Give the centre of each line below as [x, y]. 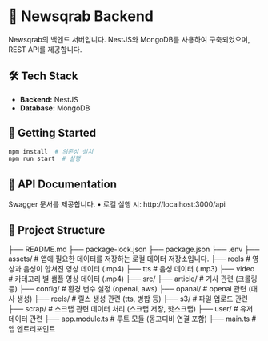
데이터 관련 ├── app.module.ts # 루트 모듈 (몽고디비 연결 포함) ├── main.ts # [132, 319]
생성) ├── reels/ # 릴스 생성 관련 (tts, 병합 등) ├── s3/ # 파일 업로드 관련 [132, 299]
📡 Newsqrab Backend [81, 16]
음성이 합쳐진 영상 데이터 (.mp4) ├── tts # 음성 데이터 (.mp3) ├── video [139, 268]
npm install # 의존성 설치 [51, 151]
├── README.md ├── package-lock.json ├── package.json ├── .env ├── [134, 249]
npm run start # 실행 [44, 159]
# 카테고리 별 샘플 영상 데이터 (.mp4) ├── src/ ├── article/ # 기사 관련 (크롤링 [133, 279]
